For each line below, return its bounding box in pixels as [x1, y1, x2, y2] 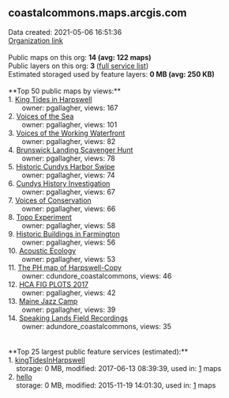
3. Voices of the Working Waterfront [8, 128, 126, 138]
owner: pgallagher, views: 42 [21, 288, 116, 298]
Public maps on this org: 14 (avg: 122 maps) [8, 52, 152, 62]
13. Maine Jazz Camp [8, 296, 78, 305]
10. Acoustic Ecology [8, 245, 77, 256]
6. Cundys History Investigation [8, 178, 111, 188]
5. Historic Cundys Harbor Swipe [8, 161, 115, 171]
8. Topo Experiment [8, 212, 73, 222]
